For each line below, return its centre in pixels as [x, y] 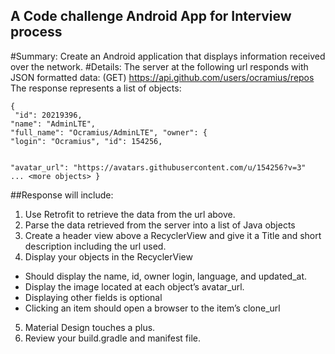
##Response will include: [62, 195]
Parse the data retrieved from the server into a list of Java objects [160, 225]
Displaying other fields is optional [93, 297]
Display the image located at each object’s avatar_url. [134, 286]
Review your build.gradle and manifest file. [112, 338]
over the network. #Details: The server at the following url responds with [159, 66]
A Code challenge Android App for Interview [151, 16]
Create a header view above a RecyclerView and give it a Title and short [173, 235]
